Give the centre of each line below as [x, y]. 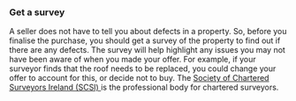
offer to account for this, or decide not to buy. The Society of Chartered [139, 78]
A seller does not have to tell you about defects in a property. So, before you [148, 32]
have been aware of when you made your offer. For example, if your [133, 60]
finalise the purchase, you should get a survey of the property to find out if [145, 40]
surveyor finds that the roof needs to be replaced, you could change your [143, 69]
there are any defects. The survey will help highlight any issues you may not [147, 50]
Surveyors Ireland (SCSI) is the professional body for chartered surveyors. [144, 87]
